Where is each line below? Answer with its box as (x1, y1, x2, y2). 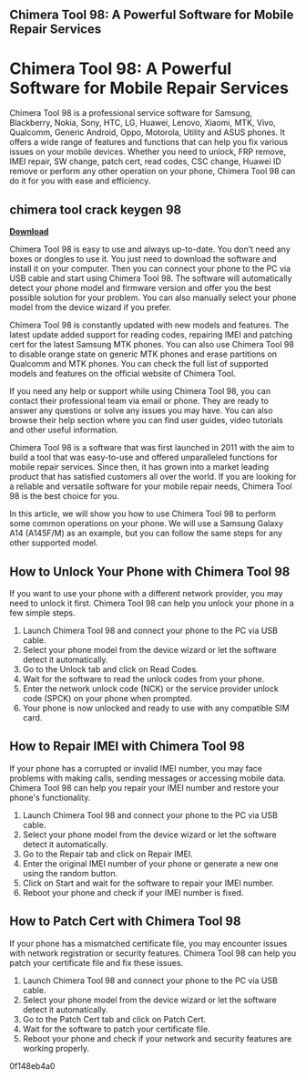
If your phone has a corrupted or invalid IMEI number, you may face (9, 763, 262, 773)
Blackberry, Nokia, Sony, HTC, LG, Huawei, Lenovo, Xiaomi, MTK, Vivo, (9, 118, 276, 129)
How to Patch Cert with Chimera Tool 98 (9, 914, 241, 929)
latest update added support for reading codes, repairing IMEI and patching (9, 329, 293, 340)
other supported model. (9, 537, 98, 548)
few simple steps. (9, 607, 76, 618)
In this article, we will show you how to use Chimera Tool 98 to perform (9, 508, 276, 519)
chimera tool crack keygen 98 (9, 202, 182, 217)
